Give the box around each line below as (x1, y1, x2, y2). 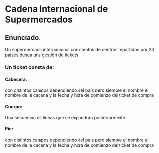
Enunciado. (5, 33, 41, 42)
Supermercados (5, 14, 73, 25)
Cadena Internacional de (5, 3, 108, 15)
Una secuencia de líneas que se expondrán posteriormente (5, 115, 126, 121)
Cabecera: (5, 76, 27, 82)
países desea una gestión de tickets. (5, 52, 80, 58)
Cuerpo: (5, 103, 23, 109)
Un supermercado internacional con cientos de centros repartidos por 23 (5, 47, 154, 52)
